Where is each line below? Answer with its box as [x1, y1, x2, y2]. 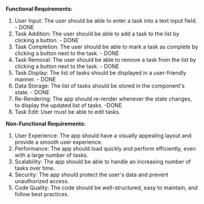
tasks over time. [14, 165, 56, 172]
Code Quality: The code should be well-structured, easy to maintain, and [14, 184, 198, 191]
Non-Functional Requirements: [5, 120, 86, 127]
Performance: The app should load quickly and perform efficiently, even [14, 145, 196, 152]
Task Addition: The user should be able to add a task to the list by [14, 30, 180, 37]
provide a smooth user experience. [14, 138, 103, 146]
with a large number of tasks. [14, 151, 89, 159]
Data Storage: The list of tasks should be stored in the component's [14, 82, 185, 89]
